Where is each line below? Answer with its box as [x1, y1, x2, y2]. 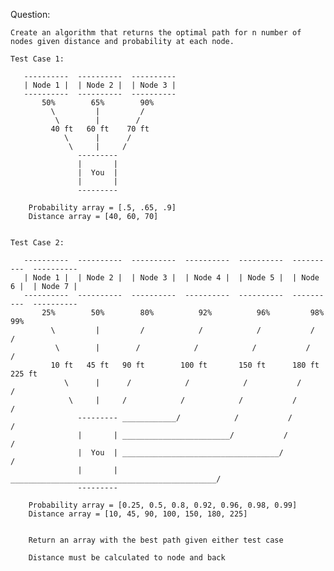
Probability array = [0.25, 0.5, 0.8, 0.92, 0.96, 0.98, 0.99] [28, 500, 298, 510]
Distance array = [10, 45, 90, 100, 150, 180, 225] [28, 509, 248, 519]
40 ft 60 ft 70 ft [50, 124, 150, 134]
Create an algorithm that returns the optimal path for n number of [10, 28, 302, 38]
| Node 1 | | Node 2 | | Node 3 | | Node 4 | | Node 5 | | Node [23, 273, 320, 283]
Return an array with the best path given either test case [28, 535, 284, 545]
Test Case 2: [10, 238, 65, 248]
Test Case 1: [10, 54, 65, 64]
